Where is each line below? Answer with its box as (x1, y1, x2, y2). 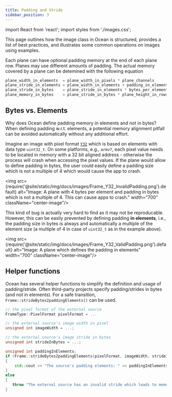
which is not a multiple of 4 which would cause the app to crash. (5, 168, 142, 174)
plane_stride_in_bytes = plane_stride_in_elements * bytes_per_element (5, 88, 168, 93)
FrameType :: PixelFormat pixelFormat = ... (5, 311, 97, 317)
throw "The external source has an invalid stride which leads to (12, 382, 157, 387)
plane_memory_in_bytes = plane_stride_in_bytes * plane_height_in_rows (5, 92, 168, 97)
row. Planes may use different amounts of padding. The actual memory (5, 62, 155, 69)
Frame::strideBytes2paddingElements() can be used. (5, 297, 117, 303)
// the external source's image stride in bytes (5, 335, 111, 340)
